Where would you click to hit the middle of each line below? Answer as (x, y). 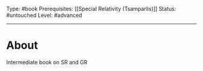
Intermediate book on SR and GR (47, 62)
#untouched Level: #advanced (44, 15)
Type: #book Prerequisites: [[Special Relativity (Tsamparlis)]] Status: (91, 9)
